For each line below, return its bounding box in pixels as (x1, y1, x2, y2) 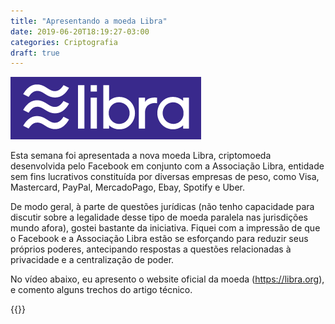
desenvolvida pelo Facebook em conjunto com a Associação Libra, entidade (10, 160, 325, 172)
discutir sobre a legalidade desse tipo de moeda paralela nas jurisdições (10, 211, 309, 224)
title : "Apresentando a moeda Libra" (10, 16, 168, 26)
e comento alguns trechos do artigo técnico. (10, 284, 193, 296)
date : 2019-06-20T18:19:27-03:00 (10, 26, 150, 37)
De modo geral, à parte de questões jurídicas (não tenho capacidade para (10, 201, 315, 213)
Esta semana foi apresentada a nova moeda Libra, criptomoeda (10, 150, 272, 162)
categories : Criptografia (10, 37, 118, 47)
